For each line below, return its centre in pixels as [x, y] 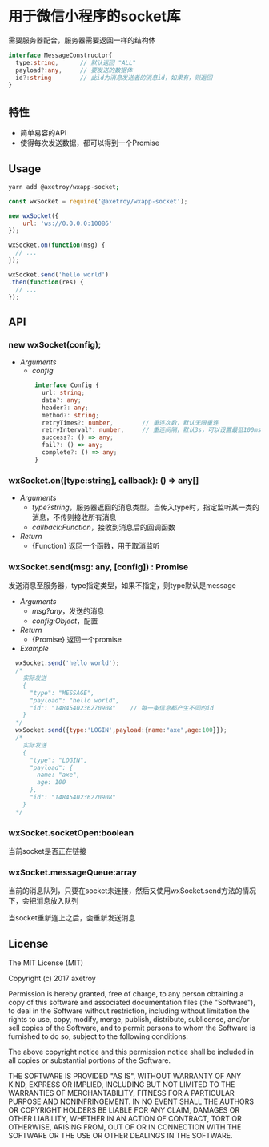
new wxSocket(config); [55, 344]
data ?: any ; [61, 400]
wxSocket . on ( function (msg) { [57, 245]
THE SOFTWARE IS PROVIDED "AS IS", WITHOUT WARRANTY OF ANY [125, 1076]
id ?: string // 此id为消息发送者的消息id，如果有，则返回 [114, 78]
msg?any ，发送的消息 [68, 611]
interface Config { [67, 385]
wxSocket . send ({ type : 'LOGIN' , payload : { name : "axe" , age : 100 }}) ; [121, 730]
